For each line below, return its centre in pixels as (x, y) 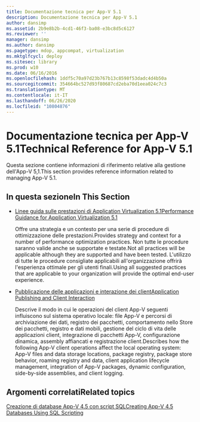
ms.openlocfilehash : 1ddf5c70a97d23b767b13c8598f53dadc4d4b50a (87, 78)
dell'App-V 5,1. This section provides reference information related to (90, 172)
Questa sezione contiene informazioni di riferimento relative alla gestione (96, 165)
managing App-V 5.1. (32, 178)
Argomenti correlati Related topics (71, 392)
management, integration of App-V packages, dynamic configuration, (100, 367)
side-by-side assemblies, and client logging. (69, 373)
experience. (30, 280)
